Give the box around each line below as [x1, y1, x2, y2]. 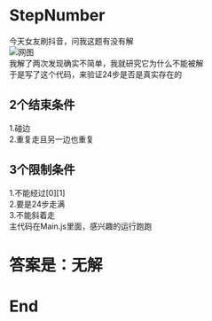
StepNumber [9, 5, 106, 26]
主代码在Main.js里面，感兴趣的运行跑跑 [9, 221, 153, 231]
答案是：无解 [9, 254, 104, 275]
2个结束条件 [9, 98, 75, 113]
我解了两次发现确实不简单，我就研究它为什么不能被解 [9, 58, 204, 68]
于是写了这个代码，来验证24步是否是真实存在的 [9, 68, 183, 80]
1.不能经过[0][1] [9, 187, 66, 198]
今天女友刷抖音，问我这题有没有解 [9, 35, 134, 46]
